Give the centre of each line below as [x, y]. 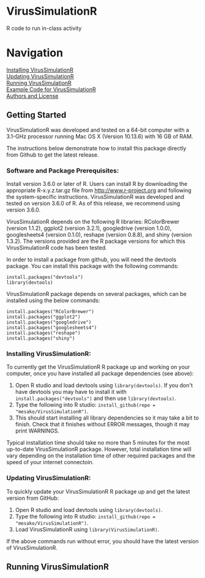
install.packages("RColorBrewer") [50, 311]
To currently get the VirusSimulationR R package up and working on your [98, 367]
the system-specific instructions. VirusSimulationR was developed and [95, 196]
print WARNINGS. [37, 431]
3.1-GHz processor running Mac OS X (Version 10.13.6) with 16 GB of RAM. [100, 136]
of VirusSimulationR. [32, 547]
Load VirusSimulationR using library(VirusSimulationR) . [87, 529]
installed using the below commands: [53, 300]
